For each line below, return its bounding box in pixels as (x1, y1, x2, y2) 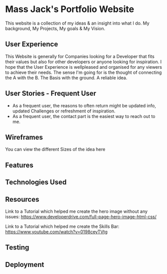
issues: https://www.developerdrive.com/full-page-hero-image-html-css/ (5, 213, 156, 219)
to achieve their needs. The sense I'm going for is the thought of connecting (5, 69, 162, 75)
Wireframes (5, 133, 43, 142)
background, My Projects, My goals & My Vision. (5, 25, 105, 31)
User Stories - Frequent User (5, 89, 96, 98)
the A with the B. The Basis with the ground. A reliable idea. (5, 74, 127, 81)
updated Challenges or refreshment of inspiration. (12, 108, 116, 114)
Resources (5, 195, 39, 204)
